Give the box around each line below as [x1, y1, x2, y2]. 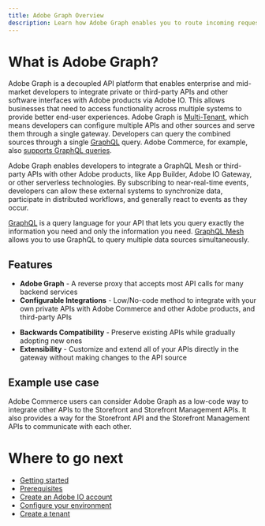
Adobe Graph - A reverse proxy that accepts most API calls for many [19, 279, 244, 289]
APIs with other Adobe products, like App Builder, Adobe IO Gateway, [27, 170, 252, 179]
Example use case [8, 375, 100, 389]
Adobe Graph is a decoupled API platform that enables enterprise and [8, 79, 235, 88]
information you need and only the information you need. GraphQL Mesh [8, 226, 244, 237]
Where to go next [8, 450, 124, 468]
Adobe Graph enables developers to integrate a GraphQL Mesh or [8, 161, 222, 170]
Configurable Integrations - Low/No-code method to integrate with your [19, 296, 256, 305]
